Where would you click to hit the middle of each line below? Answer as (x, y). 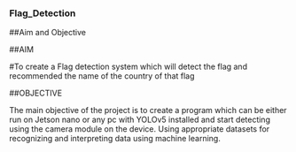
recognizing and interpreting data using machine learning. (115, 139)
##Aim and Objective (48, 33)
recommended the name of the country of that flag (102, 76)
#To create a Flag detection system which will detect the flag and (129, 67)
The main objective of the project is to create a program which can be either (148, 110)
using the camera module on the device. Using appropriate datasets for (140, 129)
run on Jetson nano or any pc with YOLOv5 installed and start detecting (140, 120)
